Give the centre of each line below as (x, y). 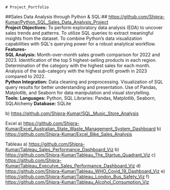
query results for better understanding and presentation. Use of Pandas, (81, 87)
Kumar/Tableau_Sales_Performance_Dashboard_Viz (59, 149)
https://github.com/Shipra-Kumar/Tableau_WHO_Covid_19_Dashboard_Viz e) (85, 171)
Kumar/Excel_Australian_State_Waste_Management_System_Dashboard (80, 129)
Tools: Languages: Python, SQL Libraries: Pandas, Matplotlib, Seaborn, (81, 98)
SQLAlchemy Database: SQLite (38, 103)
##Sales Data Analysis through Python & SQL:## (56, 17)
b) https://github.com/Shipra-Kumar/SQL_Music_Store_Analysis (72, 113)
